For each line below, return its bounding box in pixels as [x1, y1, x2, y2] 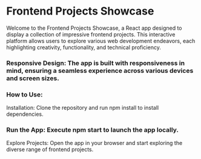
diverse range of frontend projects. [6, 146, 94, 153]
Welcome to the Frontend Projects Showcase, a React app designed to [6, 24, 182, 32]
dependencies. [6, 110, 44, 118]
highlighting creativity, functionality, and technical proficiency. [6, 44, 162, 51]
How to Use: [6, 90, 43, 98]
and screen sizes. [6, 74, 59, 83]
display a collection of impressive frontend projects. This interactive [6, 30, 176, 38]
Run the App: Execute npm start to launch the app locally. [6, 126, 179, 134]
